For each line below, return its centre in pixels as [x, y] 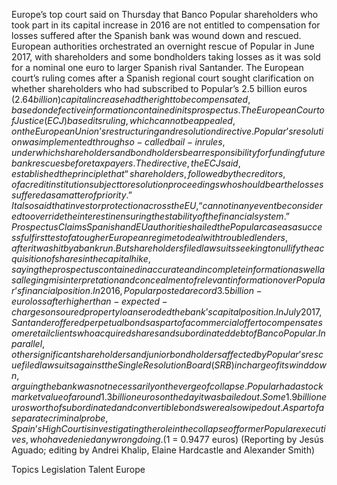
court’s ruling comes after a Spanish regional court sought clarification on [162, 78]
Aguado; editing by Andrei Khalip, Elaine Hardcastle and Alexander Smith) [163, 450]
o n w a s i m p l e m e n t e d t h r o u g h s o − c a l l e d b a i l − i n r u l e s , [118, 142]
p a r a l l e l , [28, 343]
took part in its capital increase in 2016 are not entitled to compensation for [166, 25]
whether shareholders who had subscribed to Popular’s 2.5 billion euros [159, 88]
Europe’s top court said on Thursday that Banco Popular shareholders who [165, 14]
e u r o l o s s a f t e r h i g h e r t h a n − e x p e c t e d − [89, 301]
